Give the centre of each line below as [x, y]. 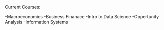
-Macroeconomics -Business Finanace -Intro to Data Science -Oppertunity [82, 17]
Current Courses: [23, 7]
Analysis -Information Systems [37, 22]
